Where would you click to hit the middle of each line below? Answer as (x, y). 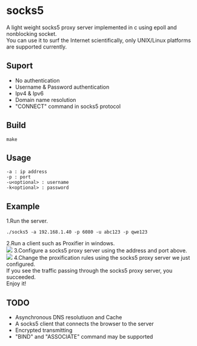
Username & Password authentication (62, 87)
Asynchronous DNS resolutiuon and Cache (68, 317)
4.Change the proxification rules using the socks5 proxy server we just (102, 258)
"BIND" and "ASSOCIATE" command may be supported (84, 337)
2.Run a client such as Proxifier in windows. (61, 243)
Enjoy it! (16, 283)
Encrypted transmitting (44, 330)
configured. (21, 264)
